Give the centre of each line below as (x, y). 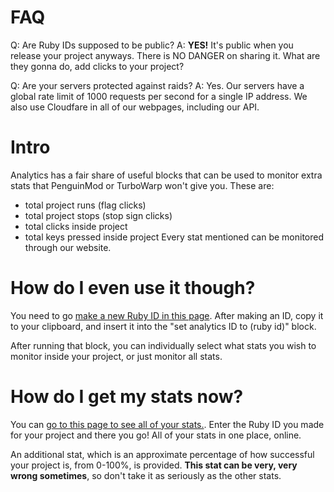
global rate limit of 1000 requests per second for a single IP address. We (159, 96)
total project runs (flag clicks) (85, 205)
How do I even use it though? (133, 288)
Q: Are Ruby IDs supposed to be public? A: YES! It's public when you (152, 45)
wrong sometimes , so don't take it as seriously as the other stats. (146, 475)
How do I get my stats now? (127, 397)
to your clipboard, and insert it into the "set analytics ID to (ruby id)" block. (163, 326)
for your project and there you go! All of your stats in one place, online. (156, 435)
